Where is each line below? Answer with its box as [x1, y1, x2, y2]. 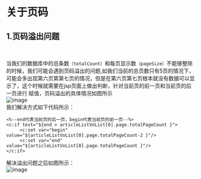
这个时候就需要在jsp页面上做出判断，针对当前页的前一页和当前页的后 [22, 82, 192, 89]
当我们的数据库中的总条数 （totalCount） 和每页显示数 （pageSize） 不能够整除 [6, 60, 193, 66]
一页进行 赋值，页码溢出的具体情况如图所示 [6, 90, 112, 96]
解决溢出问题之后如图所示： [6, 159, 75, 166]
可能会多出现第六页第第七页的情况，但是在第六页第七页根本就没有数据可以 [6, 75, 190, 81]
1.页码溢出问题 [6, 31, 60, 41]
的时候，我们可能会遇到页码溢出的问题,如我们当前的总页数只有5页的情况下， [6, 67, 194, 74]
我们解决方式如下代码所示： [6, 104, 75, 111]
